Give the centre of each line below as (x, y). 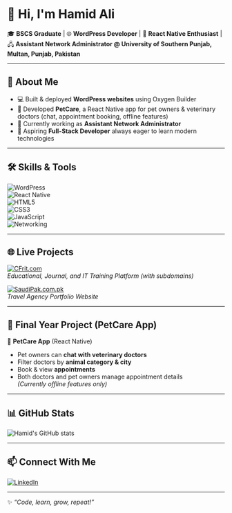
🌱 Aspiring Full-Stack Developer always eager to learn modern (107, 131)
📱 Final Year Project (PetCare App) (82, 324)
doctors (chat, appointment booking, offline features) (93, 116)
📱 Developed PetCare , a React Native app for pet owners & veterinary (116, 109)
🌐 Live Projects (40, 252)
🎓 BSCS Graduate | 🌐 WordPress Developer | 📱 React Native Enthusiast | (115, 33)
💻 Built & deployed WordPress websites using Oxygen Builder (107, 99)
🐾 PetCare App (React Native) (50, 341)
